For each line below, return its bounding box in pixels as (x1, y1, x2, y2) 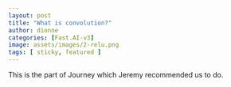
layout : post (8, 11, 52, 20)
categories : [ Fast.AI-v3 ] (8, 33, 94, 42)
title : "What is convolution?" (8, 19, 112, 27)
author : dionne (8, 26, 59, 34)
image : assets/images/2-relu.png (8, 41, 119, 49)
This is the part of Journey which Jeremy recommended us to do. (8, 70, 224, 79)
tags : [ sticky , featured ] (8, 48, 102, 56)
